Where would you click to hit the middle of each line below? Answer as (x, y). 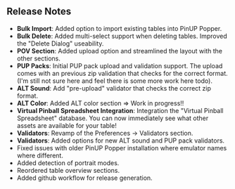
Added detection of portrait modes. (68, 163)
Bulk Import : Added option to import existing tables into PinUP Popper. (119, 28)
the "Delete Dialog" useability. (60, 43)
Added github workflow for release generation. (84, 178)
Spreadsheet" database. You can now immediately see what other (113, 118)
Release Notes (39, 12)
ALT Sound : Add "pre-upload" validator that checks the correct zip (114, 88)
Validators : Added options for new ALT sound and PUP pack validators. (121, 141)
